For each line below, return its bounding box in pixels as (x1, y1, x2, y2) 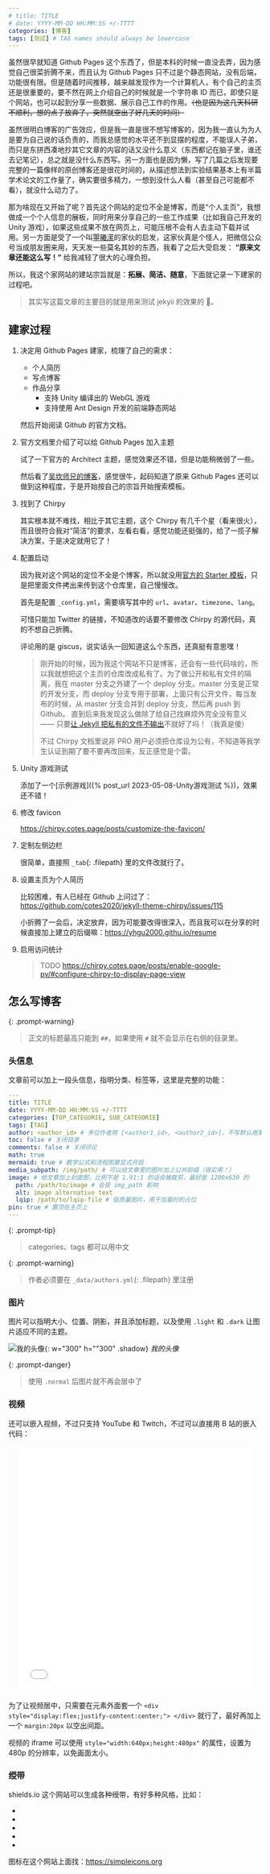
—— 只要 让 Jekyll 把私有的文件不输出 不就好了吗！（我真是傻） (39, 719, 249, 729)
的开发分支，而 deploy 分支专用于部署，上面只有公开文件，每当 (39, 689, 251, 699)
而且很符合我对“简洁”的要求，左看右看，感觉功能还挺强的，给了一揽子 (19, 526, 252, 536)
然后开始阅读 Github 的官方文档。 (19, 420, 131, 430)
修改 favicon (19, 808, 62, 817)
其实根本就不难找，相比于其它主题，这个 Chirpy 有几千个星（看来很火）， (19, 516, 261, 526)
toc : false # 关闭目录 (8, 1136, 80, 1144)
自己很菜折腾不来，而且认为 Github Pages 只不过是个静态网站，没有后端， (14, 68, 261, 77)
